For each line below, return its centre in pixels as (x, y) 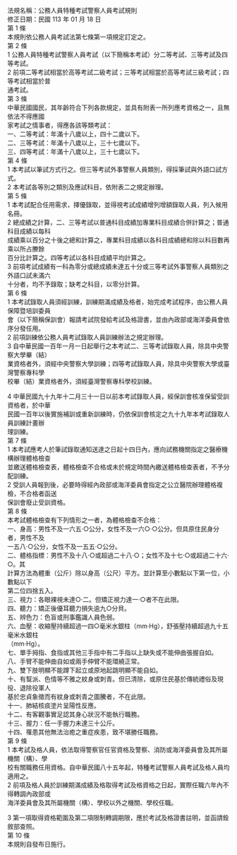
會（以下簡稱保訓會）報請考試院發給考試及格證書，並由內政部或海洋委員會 (115, 319)
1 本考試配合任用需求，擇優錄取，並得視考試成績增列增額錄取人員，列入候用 (117, 205)
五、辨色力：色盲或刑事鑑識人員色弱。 (63, 617)
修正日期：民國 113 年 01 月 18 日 (54, 19)
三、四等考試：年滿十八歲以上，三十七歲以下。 (75, 152)
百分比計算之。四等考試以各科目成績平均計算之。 (78, 258)
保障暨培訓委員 (29, 311)
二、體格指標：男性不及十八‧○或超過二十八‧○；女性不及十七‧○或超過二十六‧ (118, 555)
